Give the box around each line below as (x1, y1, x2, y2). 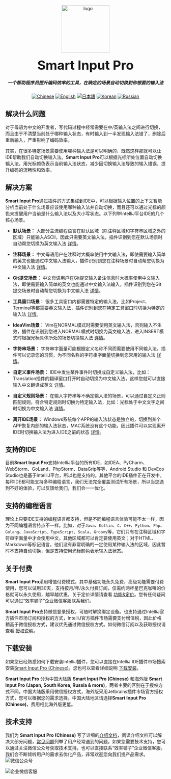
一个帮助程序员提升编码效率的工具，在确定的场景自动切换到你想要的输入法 (7, 79, 164, 86)
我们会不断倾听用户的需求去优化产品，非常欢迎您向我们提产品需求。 (5, 751, 148, 757)
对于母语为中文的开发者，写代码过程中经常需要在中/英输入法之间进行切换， (5, 124, 163, 130)
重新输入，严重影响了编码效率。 (5, 137, 72, 143)
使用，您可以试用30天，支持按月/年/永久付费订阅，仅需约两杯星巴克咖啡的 (5, 585, 161, 591)
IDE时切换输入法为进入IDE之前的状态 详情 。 (12, 428, 104, 435)
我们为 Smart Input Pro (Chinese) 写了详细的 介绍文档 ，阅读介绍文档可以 (5, 732, 158, 738)
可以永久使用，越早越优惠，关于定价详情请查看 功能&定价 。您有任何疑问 (14, 592, 165, 598)
